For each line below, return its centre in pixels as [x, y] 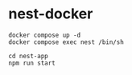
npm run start [32, 63]
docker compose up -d [45, 35]
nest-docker [51, 14]
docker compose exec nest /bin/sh [66, 42]
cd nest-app [28, 56]
